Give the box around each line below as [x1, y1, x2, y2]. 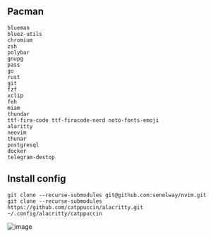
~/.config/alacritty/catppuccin [7, 210, 102, 217]
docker [7, 147, 27, 154]
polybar [7, 49, 30, 56]
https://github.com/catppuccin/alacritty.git [7, 203, 143, 211]
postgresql [7, 141, 39, 149]
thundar [7, 111, 30, 118]
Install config [7, 173, 66, 185]
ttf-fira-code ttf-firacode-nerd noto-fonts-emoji [7, 116, 159, 124]
